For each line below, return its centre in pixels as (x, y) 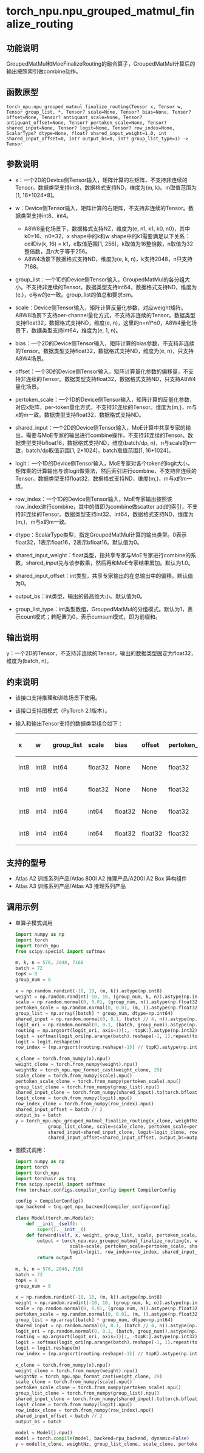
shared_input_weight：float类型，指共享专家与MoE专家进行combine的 (103, 555)
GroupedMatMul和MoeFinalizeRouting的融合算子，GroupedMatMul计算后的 (101, 64)
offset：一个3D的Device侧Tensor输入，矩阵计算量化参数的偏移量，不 (102, 371)
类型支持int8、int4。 (46, 215)
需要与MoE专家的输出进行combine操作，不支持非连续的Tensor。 (107, 435)
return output (55, 1258)
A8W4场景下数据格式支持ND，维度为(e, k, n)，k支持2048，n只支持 (108, 259)
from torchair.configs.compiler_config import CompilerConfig (95, 1190)
